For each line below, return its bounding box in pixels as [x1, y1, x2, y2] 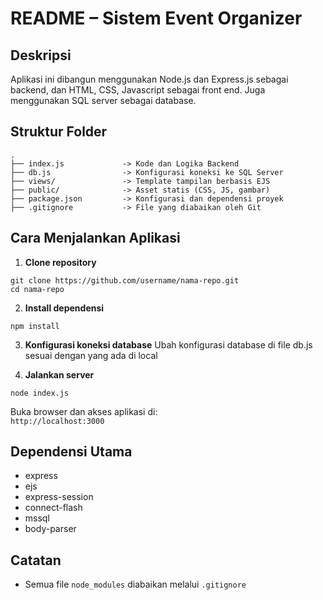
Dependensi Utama [10, 443, 133, 461]
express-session [24, 491, 94, 503]
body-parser [24, 523, 77, 535]
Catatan [10, 552, 62, 569]
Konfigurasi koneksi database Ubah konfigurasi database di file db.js [24, 338, 313, 351]
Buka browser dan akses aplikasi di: [10, 405, 158, 417]
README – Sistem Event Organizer [10, 7, 303, 30]
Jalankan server [24, 368, 95, 381]
